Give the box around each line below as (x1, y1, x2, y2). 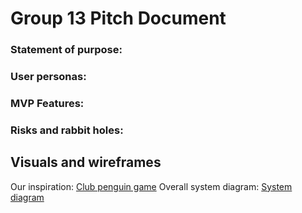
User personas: (10, 70, 87, 84)
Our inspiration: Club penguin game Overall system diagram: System (10, 180, 293, 192)
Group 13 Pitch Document (10, 7, 227, 30)
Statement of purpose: (10, 43, 123, 57)
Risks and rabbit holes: (10, 123, 124, 137)
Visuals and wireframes (10, 154, 162, 171)
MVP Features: (10, 96, 85, 110)
